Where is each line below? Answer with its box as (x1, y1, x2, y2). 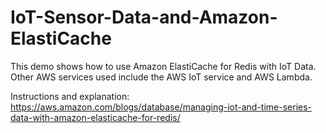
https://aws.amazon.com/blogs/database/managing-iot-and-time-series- (10, 101, 313, 113)
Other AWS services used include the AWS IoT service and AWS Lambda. (10, 71, 313, 83)
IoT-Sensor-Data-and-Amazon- (10, 6, 278, 29)
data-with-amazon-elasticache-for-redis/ (10, 111, 181, 123)
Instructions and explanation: (10, 90, 130, 102)
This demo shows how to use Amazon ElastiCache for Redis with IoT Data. (10, 60, 317, 72)
